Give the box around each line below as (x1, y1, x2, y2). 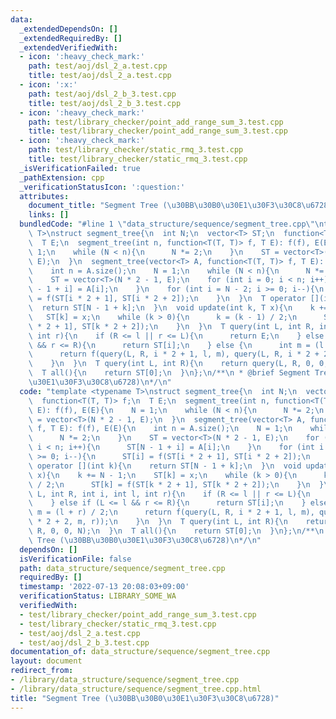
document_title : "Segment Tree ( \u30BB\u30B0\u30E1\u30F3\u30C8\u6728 (28, 201, 329, 211)
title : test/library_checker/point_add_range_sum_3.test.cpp (28, 126, 288, 136)
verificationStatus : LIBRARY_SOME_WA (19, 591, 177, 601)
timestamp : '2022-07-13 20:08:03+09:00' (19, 582, 190, 592)
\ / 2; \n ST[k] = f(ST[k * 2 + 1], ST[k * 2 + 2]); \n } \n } (28, 479, 325, 490)
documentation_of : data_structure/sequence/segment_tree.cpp (10, 647, 271, 657)
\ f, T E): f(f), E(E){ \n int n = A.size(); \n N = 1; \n (28, 424, 293, 434)
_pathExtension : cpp (19, 172, 105, 183)
